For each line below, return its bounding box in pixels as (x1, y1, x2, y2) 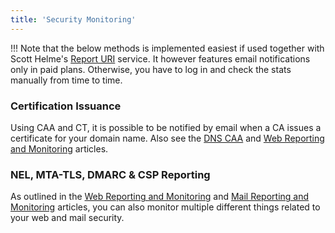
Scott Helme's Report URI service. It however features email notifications (10, 52, 311, 65)
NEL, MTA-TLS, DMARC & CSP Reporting (10, 167, 211, 181)
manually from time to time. (10, 74, 123, 86)
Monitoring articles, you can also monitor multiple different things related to (10, 201, 321, 213)
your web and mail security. (10, 212, 125, 224)
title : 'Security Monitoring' (10, 14, 137, 25)
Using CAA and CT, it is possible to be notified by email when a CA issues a (10, 121, 322, 133)
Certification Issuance (10, 99, 122, 113)
